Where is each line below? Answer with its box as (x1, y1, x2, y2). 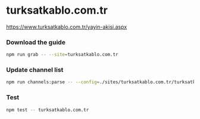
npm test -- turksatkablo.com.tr (6, 107, 89, 113)
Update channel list (6, 66, 64, 74)
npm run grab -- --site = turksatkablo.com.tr (6, 52, 118, 58)
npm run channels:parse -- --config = (6, 79, 100, 85)
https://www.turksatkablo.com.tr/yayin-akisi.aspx (6, 23, 127, 30)
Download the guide (6, 38, 65, 46)
